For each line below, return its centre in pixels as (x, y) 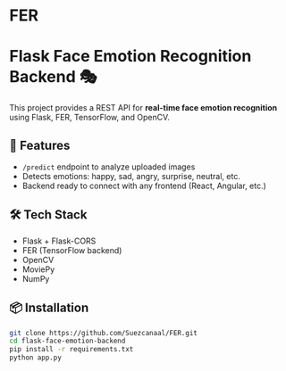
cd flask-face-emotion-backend (67, 341)
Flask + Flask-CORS (59, 241)
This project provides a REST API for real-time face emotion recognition (143, 108)
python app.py (36, 358)
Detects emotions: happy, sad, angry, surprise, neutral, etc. (131, 176)
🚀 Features (40, 145)
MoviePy (38, 269)
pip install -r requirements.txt (71, 350)
